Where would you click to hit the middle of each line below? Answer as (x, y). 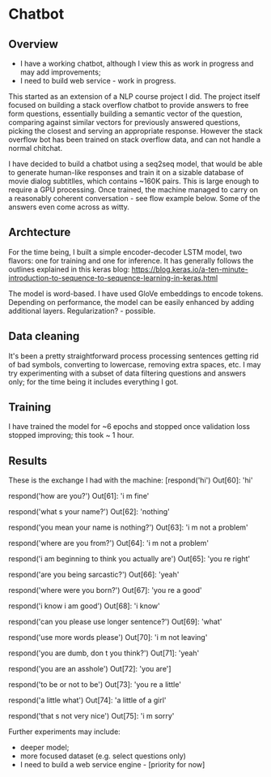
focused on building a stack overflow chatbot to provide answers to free (129, 105)
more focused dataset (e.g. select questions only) (103, 756)
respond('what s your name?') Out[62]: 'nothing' (89, 512)
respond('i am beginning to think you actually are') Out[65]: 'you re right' (129, 559)
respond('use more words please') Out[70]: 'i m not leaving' (108, 637)
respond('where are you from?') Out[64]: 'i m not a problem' (108, 543)
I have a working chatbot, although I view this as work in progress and (137, 63)
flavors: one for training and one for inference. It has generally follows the (131, 260)
